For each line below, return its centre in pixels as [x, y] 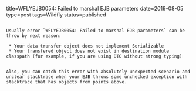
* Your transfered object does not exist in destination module [89, 51]
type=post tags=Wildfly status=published [56, 15]
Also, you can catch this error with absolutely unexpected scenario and [98, 72]
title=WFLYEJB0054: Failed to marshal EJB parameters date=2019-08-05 [95, 9]
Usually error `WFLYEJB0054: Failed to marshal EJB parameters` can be [95, 31]
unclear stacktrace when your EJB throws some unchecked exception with [97, 77]
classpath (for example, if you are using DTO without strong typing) [94, 56]
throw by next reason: [34, 36]
